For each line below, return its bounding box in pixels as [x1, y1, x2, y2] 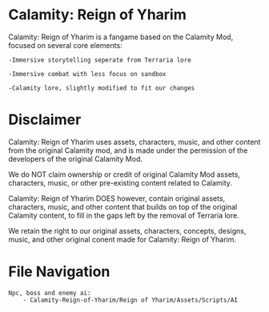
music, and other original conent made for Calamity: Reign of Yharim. [8, 234, 237, 244]
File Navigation [8, 262, 110, 281]
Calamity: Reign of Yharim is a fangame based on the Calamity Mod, [8, 32, 234, 42]
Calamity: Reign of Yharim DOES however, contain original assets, [8, 194, 226, 203]
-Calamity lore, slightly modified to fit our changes [8, 84, 195, 92]
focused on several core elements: [8, 40, 122, 50]
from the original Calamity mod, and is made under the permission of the [8, 146, 248, 155]
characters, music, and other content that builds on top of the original [8, 202, 238, 211]
